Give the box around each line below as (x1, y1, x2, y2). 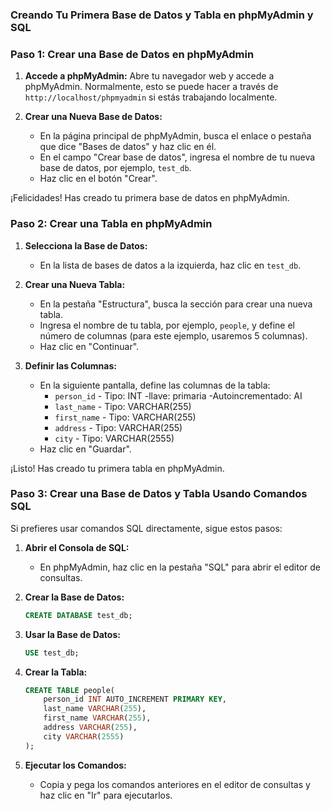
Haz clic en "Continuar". (39, 340, 140, 352)
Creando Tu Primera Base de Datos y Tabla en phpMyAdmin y (10, 8, 314, 22)
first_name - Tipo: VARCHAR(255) (54, 411, 197, 423)
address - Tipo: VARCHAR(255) (54, 421, 183, 433)
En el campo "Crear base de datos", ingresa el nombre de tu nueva (39, 151, 316, 163)
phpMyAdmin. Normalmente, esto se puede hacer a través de (24, 81, 279, 93)
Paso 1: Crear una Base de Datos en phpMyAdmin (10, 47, 255, 61)
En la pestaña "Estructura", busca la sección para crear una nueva (39, 298, 313, 310)
